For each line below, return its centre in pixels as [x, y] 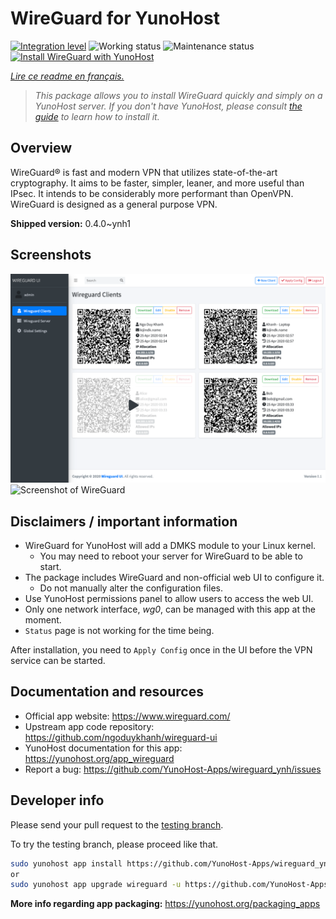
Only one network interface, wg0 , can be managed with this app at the [170, 609]
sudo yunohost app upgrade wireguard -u [96, 885]
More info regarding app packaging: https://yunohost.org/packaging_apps [165, 904]
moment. [43, 620]
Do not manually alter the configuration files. [131, 588]
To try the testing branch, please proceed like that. [114, 844]
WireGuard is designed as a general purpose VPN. [114, 204]
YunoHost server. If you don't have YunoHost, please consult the [168, 106]
